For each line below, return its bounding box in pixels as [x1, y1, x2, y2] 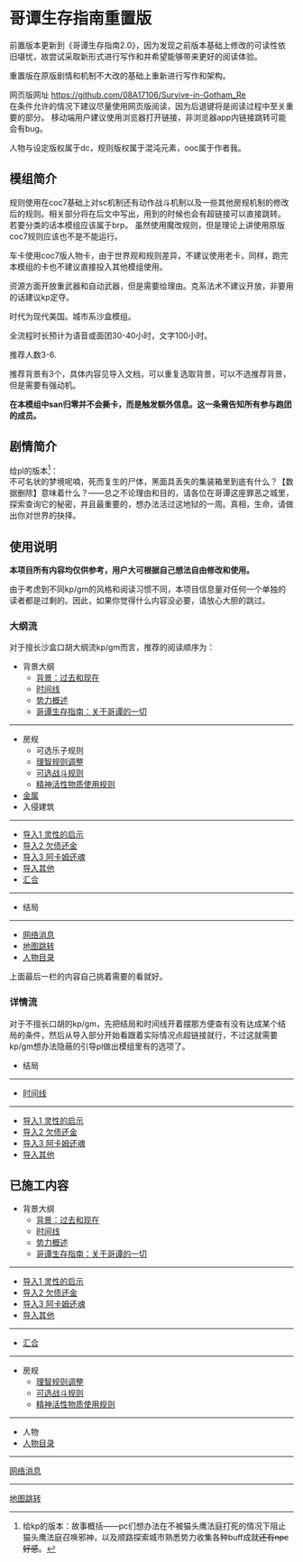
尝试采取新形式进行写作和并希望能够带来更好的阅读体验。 [48, 51, 262, 61]
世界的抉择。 [32, 510, 81, 521]
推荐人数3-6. [9, 349, 57, 360]
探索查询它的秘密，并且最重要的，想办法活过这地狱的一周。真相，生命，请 [9, 499, 286, 510]
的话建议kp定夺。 [9, 291, 75, 302]
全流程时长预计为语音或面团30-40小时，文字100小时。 [9, 330, 213, 341]
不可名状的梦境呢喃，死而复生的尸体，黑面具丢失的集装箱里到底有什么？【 [9, 476, 286, 487]
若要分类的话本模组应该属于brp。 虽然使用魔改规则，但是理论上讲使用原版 [9, 219, 286, 230]
